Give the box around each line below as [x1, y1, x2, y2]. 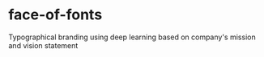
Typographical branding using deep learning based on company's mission [8, 32, 257, 42]
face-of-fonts [8, 6, 103, 24]
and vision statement [8, 40, 79, 50]
